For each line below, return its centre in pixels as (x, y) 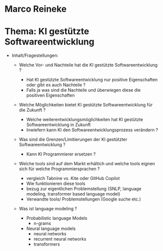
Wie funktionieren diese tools (56, 184)
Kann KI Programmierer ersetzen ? (61, 154)
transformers (47, 244)
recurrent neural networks (60, 239)
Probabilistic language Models (57, 218)
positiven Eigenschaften (51, 95)
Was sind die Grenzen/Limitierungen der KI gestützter (73, 139)
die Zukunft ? (32, 110)
